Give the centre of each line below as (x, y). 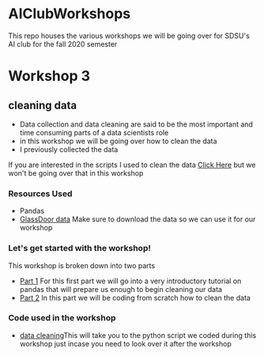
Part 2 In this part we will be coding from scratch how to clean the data (135, 297)
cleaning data (43, 105)
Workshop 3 (49, 76)
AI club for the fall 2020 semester (63, 44)
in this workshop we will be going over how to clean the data (118, 141)
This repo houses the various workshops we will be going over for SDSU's (129, 36)
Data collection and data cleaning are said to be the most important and (136, 124)
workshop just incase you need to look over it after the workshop (125, 343)
